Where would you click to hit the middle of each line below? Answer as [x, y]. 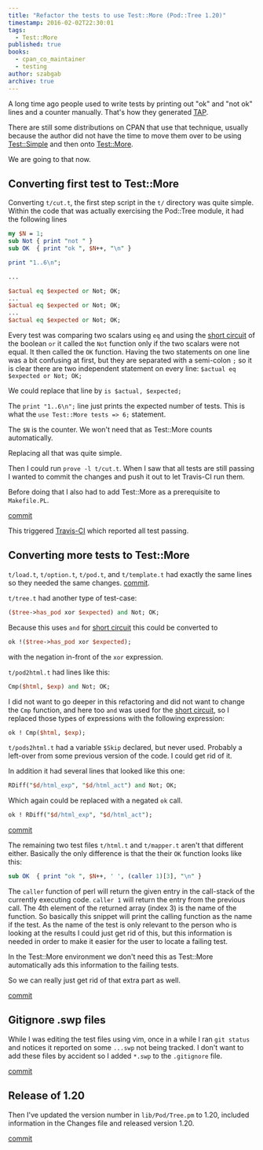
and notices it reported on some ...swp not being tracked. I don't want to [126, 1047]
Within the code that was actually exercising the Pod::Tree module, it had [126, 211]
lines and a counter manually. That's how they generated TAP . [108, 112]
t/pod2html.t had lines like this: [59, 672]
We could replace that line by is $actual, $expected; [95, 391]
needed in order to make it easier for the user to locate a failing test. [118, 941]
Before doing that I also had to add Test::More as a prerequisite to [114, 492]
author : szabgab [35, 74]
